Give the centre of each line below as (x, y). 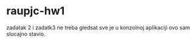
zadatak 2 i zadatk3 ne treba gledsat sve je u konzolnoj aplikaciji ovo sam (98, 27)
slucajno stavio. (26, 33)
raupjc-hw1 (36, 11)
